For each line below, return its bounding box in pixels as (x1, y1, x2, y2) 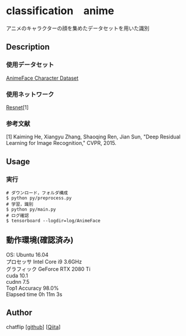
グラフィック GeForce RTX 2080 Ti (6, 265, 91, 272)
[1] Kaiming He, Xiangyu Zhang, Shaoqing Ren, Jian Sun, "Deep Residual (6, 133, 181, 140)
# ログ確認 (6, 212, 29, 219)
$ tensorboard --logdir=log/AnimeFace (6, 218, 101, 223)
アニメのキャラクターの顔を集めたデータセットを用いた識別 (6, 25, 150, 32)
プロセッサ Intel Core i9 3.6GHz (6, 258, 82, 265)
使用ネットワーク (6, 90, 54, 99)
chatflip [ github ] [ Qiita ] (6, 323, 61, 330)
